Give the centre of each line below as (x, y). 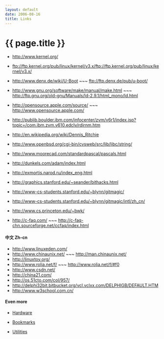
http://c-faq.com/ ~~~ (35, 220)
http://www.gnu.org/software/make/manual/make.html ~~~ (72, 90)
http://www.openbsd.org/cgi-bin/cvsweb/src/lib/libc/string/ (72, 144)
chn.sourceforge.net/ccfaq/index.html (50, 226)
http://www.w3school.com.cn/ (43, 290)
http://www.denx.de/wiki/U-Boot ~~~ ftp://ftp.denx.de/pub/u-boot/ (80, 81)
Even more (16, 302)
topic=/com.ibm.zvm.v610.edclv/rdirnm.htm (56, 125)
